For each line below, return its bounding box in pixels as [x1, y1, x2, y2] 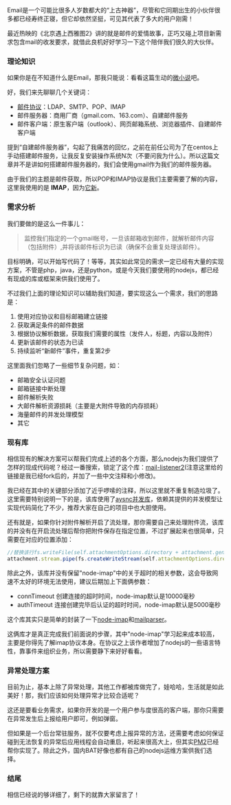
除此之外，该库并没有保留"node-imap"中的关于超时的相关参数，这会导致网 [7, 569, 219, 577]
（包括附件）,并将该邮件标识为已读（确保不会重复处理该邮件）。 [23, 243, 204, 251]
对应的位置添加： [25, 535, 74, 543]
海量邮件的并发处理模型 [16, 410, 84, 418]
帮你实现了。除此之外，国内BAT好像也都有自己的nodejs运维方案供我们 [7, 746, 206, 754]
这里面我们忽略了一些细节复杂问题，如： [7, 361, 122, 369]
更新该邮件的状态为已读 [16, 338, 84, 346]
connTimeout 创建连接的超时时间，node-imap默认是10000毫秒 [16, 592, 195, 600]
